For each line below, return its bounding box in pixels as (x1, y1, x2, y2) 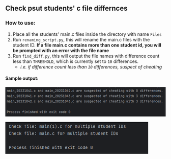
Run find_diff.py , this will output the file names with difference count (12, 53, 160, 59)
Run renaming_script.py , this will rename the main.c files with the (12, 36, 150, 42)
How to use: (5, 19, 36, 27)
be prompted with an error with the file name (12, 47, 109, 53)
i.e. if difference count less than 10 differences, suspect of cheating (20, 63, 162, 70)
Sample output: (5, 75, 39, 81)
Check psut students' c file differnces (5, 4, 128, 13)
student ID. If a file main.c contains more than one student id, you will (12, 42, 161, 48)
